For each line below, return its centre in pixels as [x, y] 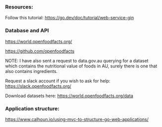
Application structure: [32, 109]
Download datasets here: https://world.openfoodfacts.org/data [69, 96]
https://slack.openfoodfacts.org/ [38, 86]
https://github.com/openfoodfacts [40, 51]
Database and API [27, 31]
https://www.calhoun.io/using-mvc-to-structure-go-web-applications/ [77, 119]
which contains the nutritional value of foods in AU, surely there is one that [81, 66]
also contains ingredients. [31, 71]
